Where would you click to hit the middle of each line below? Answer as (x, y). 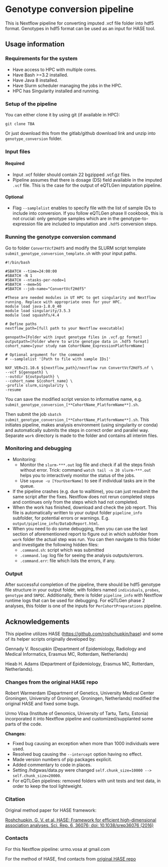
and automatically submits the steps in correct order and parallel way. (77, 430)
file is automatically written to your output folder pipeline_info (77, 512)
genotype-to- (134, 219)
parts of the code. (24, 724)
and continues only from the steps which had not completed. (75, 502)
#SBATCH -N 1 (19, 275)
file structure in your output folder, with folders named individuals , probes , (83, 590)
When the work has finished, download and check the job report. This (85, 507)
